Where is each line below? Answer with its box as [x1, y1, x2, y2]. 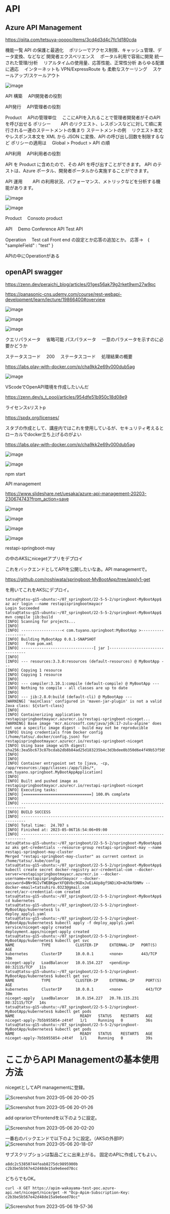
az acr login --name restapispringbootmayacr [5, 601, 103, 606]
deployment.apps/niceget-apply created [5, 929, 90, 934]
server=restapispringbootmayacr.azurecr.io [5, 872, 99, 877]
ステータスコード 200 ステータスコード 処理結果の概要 [5, 353, 133, 360]
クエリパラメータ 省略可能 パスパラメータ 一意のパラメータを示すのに [5, 336, 159, 342]
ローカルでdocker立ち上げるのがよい [5, 431, 82, 437]
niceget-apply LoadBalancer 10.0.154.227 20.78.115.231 [5, 996, 139, 1001]
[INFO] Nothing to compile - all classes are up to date [5, 685, 128, 690]
